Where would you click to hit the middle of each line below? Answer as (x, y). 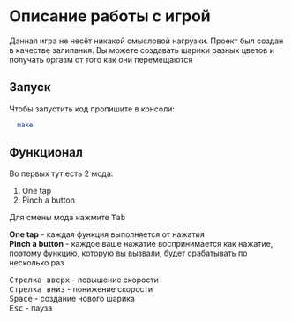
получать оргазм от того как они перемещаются (101, 59)
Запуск (30, 87)
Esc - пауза (31, 308)
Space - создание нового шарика (72, 299)
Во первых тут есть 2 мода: (61, 173)
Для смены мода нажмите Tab (67, 218)
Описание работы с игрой (110, 16)
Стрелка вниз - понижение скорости (81, 289)
